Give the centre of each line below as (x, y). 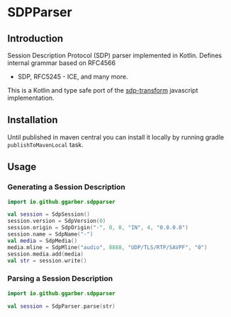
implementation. (31, 98)
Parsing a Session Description (60, 279)
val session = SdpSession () (49, 214)
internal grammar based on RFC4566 (61, 63)
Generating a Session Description (66, 187)
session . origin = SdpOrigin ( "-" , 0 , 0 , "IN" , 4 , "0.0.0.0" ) (98, 228)
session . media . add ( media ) (45, 254)
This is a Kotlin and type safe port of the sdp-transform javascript (103, 90)
